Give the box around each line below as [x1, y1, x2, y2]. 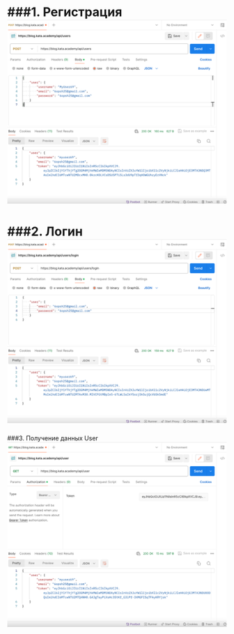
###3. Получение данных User [7, 433, 99, 442]
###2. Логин [7, 224, 84, 239]
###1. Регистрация [7, 4, 123, 20]
